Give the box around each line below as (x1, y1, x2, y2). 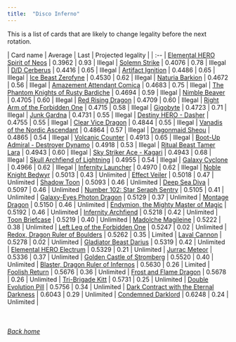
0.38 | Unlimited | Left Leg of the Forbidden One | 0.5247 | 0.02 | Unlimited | (7, 222, 227, 231)
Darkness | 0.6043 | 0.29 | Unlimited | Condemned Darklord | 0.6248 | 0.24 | (7, 290, 229, 298)
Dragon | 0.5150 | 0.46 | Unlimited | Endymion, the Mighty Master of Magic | (7, 200, 227, 208)
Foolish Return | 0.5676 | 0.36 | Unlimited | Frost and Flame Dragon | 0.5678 (7, 267, 227, 276)
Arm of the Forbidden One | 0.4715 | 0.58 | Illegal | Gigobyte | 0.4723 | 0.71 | (7, 103, 227, 111)
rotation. (7, 37, 32, 46)
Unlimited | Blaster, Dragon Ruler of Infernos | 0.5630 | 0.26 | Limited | (7, 260, 210, 268)
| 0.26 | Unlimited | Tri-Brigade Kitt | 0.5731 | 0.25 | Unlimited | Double (7, 275, 209, 284)
